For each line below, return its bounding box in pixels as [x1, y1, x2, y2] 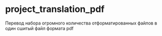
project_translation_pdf [5, 3, 105, 15]
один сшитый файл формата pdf [5, 25, 74, 31]
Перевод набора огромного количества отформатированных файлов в [5, 20, 157, 26]
